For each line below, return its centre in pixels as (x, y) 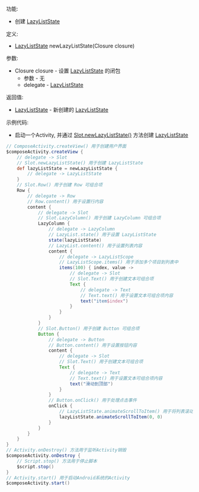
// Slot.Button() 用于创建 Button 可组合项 (89, 329)
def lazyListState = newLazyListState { (67, 168)
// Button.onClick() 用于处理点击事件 (93, 400)
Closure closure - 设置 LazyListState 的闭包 (68, 71)
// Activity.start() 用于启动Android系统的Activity (68, 478)
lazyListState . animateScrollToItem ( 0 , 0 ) (111, 417)
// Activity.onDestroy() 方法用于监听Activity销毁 (66, 450)
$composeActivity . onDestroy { (44, 456)
